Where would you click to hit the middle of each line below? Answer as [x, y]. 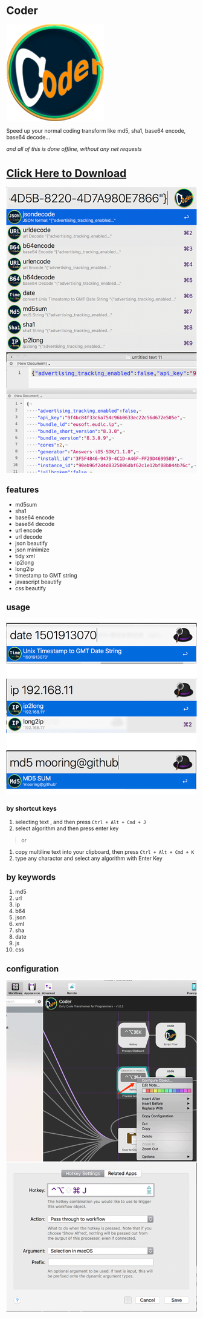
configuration [33, 969]
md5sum [26, 504]
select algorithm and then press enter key [67, 828]
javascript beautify [38, 582]
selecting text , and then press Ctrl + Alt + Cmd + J [80, 822]
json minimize [32, 550]
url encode [28, 530]
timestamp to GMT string [46, 575]
